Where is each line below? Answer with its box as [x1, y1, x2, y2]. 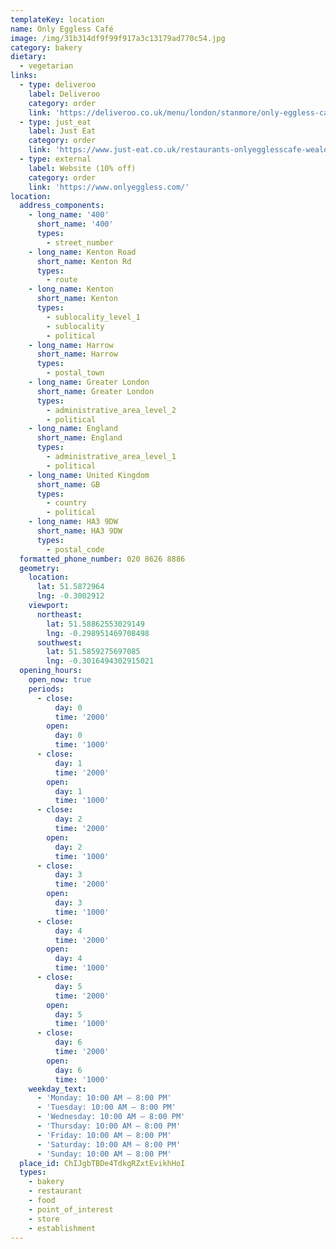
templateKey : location [10, 14, 105, 25]
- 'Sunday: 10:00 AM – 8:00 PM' [36, 1149, 172, 1159]
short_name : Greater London [36, 386, 155, 396]
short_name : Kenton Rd [36, 256, 132, 266]
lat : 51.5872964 [36, 582, 105, 592]
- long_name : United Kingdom [28, 470, 150, 480]
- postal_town [46, 368, 105, 378]
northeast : [36, 609, 83, 620]
